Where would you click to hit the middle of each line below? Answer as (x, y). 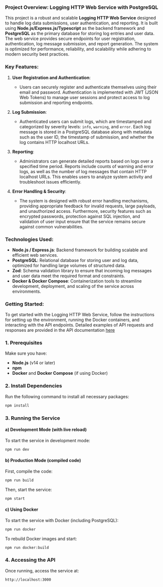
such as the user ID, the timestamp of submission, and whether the (87, 137)
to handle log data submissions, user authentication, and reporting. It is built (81, 23)
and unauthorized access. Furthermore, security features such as (85, 211)
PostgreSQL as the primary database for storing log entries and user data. (80, 34)
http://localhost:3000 (28, 580)
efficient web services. (35, 255)
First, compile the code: (29, 471)
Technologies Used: (29, 239)
